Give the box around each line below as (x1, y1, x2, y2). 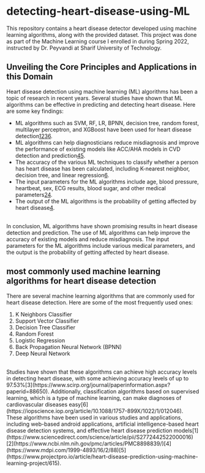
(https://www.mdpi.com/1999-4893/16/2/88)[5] (6, 446, 127, 453)
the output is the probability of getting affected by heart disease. (6, 248, 170, 256)
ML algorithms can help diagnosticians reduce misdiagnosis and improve (15, 139, 199, 146)
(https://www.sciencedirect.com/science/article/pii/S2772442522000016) (6, 433, 194, 440)
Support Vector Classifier (15, 317, 80, 325)
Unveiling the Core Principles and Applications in (6, 62, 197, 72)
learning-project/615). (6, 459, 62, 467)
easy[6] (69, 401, 89, 408)
